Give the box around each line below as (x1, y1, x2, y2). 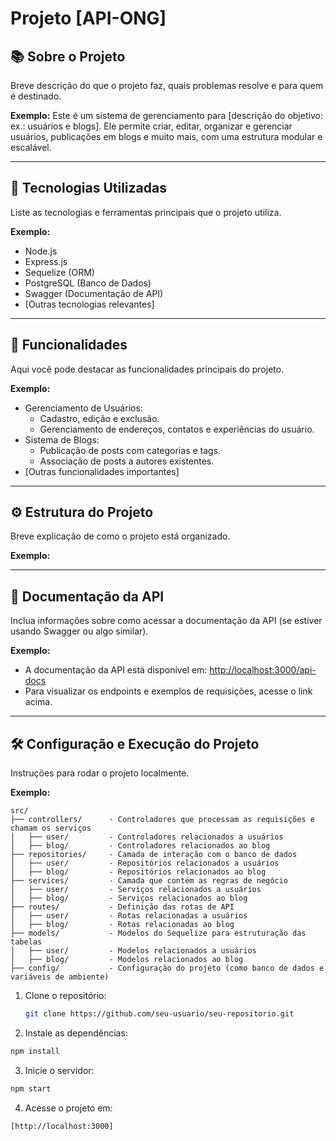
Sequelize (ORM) (24, 266, 95, 278)
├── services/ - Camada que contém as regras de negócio (10, 876, 288, 886)
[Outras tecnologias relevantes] (24, 298, 155, 310)
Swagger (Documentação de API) (24, 287, 164, 299)
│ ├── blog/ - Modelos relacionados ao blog (10, 955, 244, 965)
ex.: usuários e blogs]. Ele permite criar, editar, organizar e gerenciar (10, 120, 293, 132)
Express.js (24, 255, 68, 267)
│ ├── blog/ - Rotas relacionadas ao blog (10, 920, 235, 930)
